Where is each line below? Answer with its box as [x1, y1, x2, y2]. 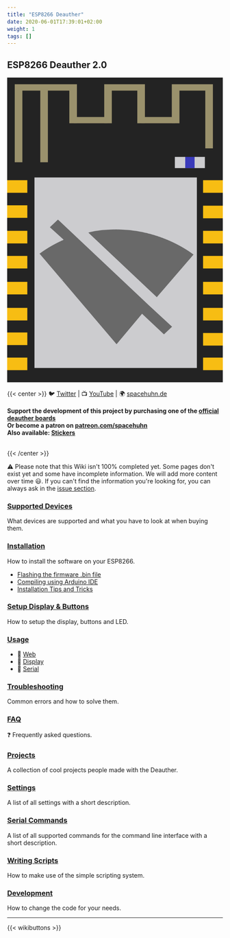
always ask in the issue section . [7, 484, 97, 492]
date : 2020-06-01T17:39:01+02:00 [7, 18, 103, 25]
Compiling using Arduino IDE [16, 577, 98, 586]
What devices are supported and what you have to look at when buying [7, 517, 209, 525]
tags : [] [7, 33, 32, 40]
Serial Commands [7, 816, 68, 826]
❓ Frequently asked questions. [7, 730, 92, 738]
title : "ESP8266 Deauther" [7, 11, 84, 18]
